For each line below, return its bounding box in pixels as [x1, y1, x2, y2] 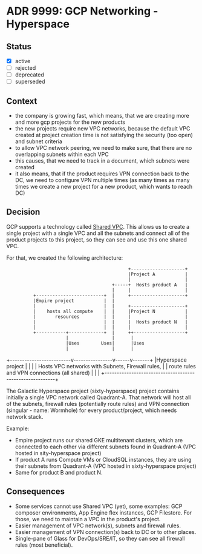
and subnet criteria [15, 138, 62, 145]
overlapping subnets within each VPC [15, 150, 109, 158]
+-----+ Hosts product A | [111, 282, 188, 288]
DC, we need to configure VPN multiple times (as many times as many [15, 177, 190, 184]
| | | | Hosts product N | [33, 319, 188, 325]
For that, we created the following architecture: [6, 254, 123, 262]
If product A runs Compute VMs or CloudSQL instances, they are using [15, 456, 192, 463]
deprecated [15, 71, 44, 78]
